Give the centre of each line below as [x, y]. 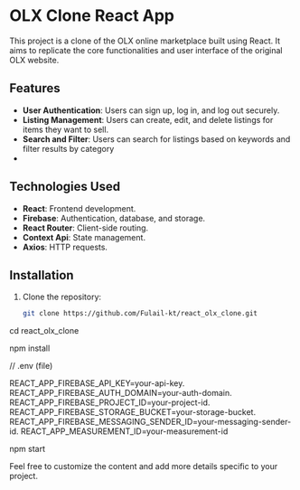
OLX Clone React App [92, 16]
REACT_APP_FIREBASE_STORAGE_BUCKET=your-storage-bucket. [132, 412]
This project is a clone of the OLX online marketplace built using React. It [145, 41]
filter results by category [68, 148]
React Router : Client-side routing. [85, 228]
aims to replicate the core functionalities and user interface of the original [146, 50]
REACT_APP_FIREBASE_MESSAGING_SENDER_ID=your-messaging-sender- [150, 422]
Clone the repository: [62, 297]
